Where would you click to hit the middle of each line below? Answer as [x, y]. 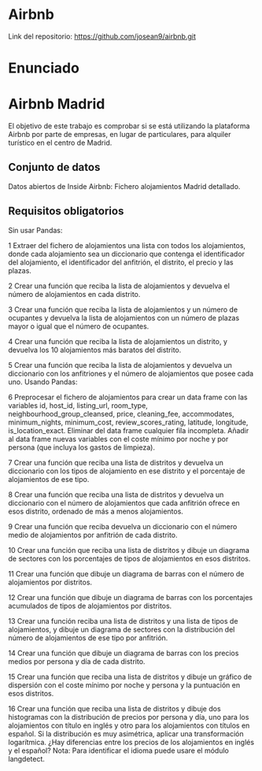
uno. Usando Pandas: [43, 382]
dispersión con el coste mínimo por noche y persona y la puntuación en [124, 685]
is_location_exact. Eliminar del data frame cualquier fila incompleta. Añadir [129, 430]
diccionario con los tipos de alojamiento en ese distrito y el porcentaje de [127, 471]
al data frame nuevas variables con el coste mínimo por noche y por [118, 439]
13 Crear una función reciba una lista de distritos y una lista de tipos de [123, 621]
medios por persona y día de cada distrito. [77, 661]
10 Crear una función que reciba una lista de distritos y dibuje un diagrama [129, 550]
